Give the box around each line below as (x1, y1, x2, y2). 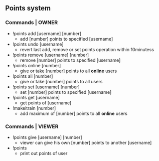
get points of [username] (20, 100, 72, 106)
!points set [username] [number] (12, 84, 80, 90)
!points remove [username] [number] (12, 52, 89, 58)
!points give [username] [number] (12, 134, 82, 140)
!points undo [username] (12, 41, 64, 47)
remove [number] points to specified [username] (20, 57, 121, 63)
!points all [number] (12, 73, 53, 79)
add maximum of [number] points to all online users (20, 110, 128, 116)
